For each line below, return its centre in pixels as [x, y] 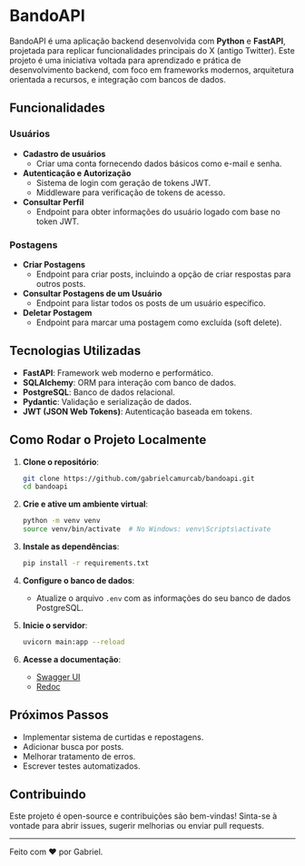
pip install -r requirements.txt [86, 564]
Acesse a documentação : [71, 659]
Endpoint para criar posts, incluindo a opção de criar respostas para [163, 274]
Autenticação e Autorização [77, 172]
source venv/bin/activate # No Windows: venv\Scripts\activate [147, 529]
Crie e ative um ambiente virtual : [85, 504]
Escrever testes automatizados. [81, 766]
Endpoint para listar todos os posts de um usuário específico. [151, 303]
